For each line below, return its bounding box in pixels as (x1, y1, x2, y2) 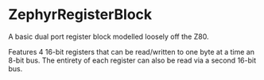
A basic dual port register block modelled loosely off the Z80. (8, 32, 209, 41)
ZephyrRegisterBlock (8, 6, 153, 24)
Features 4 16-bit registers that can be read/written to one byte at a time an (8, 47, 254, 56)
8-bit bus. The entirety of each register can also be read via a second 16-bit (8, 55, 257, 65)
